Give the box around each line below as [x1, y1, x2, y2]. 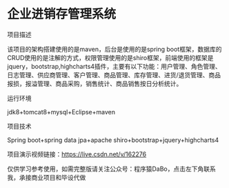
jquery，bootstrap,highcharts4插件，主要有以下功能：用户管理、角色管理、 [7, 62, 222, 70]
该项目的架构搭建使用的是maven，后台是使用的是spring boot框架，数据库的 [7, 45, 222, 53]
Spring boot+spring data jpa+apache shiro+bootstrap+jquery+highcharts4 [7, 136, 219, 144]
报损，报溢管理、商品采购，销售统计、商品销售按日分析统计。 [7, 79, 183, 87]
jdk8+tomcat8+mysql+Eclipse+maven [7, 107, 116, 116]
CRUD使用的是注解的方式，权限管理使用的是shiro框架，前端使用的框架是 [7, 53, 214, 62]
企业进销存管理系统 [7, 6, 117, 22]
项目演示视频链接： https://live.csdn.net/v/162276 [7, 149, 147, 158]
